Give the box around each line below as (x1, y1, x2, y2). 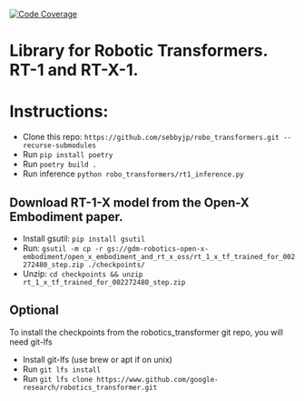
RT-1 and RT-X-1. (9, 60, 139, 81)
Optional (9, 303, 59, 318)
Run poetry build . (22, 159, 97, 170)
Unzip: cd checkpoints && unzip (22, 268, 143, 279)
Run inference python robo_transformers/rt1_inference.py (22, 168, 244, 179)
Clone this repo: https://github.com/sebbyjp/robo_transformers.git (22, 132, 279, 143)
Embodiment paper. (9, 209, 124, 225)
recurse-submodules (22, 141, 97, 150)
